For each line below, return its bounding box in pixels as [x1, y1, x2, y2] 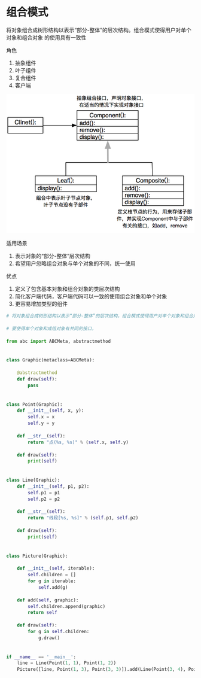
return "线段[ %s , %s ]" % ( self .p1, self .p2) [28, 515, 139, 521]
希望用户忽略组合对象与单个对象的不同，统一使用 [14, 260, 136, 267]
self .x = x [28, 414, 55, 420]
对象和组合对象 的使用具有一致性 [6, 34, 87, 41]
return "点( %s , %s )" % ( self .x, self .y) [28, 439, 129, 445]
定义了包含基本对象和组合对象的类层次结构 [14, 285, 120, 293]
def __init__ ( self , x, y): [17, 408, 84, 414]
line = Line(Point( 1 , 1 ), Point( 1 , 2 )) [17, 660, 117, 666]
